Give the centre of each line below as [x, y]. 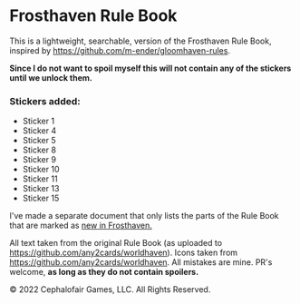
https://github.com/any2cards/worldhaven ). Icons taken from [124, 253]
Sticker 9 [39, 160]
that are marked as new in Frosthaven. [81, 226]
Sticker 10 [41, 170]
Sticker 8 [39, 150]
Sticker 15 [41, 198]
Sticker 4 [39, 131]
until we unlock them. [51, 77]
